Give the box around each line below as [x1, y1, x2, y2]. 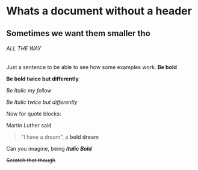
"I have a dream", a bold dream [20, 133, 99, 141]
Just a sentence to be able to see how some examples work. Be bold [6, 63, 178, 70]
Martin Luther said [6, 121, 52, 129]
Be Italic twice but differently [6, 98, 78, 106]
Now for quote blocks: [6, 110, 61, 117]
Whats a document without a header [6, 4, 193, 18]
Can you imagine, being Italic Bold [6, 145, 92, 152]
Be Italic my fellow [6, 87, 52, 94]
